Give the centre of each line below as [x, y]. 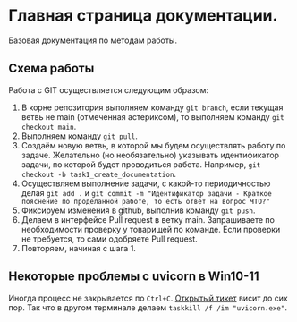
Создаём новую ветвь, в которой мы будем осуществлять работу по [153, 145]
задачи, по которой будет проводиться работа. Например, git [141, 164]
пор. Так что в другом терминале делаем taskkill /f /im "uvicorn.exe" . [148, 307]
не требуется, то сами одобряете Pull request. [109, 239]
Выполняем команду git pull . [79, 136]
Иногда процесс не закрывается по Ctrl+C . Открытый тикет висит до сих [148, 298]
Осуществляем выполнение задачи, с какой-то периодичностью [146, 183]
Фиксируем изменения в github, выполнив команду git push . [138, 210]
